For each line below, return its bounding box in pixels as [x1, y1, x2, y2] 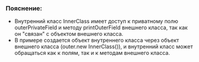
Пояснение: [5, 4, 43, 13]
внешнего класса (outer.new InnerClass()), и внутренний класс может [14, 43, 194, 50]
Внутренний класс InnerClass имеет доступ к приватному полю [14, 18, 179, 25]
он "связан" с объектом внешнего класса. [14, 30, 124, 38]
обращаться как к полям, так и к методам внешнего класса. [14, 49, 170, 57]
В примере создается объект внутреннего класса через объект [14, 37, 180, 44]
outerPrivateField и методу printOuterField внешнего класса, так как [14, 24, 188, 31]
